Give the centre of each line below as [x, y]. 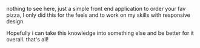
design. [16, 21]
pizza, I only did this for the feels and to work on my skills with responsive [98, 15]
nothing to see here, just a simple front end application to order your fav [96, 9]
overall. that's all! [28, 39]
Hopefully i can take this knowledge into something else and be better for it [100, 33]
